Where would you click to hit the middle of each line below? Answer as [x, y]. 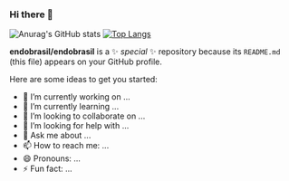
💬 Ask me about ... [57, 136]
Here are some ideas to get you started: [84, 80]
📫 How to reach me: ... [66, 146]
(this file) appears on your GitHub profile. [86, 62]
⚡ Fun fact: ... [47, 169]
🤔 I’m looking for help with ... [76, 126]
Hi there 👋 [32, 14]
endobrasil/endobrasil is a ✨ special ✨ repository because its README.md [145, 52]
